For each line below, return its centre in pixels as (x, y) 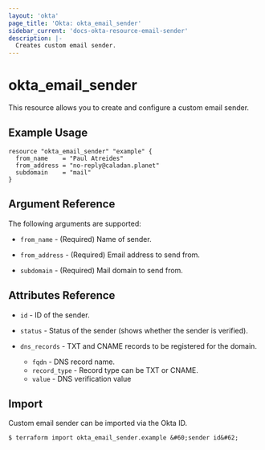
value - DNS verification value (82, 378)
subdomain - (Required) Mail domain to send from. (101, 270)
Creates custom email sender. (66, 46)
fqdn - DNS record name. (73, 362)
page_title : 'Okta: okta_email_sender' (75, 23)
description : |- (35, 38)
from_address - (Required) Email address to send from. (110, 255)
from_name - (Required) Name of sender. (86, 239)
